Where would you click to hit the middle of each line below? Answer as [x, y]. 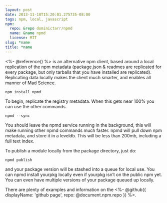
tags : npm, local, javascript [37, 19]
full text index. [20, 141]
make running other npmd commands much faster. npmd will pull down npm [84, 130]
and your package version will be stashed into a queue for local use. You [80, 169]
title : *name [19, 47]
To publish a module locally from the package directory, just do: [71, 150]
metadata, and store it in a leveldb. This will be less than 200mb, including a [83, 135]
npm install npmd [23, 92]
